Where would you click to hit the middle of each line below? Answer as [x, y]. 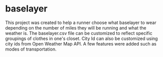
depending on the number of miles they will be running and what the [76, 27]
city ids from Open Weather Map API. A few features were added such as [81, 43]
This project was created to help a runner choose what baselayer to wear [81, 22]
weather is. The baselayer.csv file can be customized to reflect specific [79, 33]
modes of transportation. [31, 49]
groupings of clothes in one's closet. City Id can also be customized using [81, 38]
